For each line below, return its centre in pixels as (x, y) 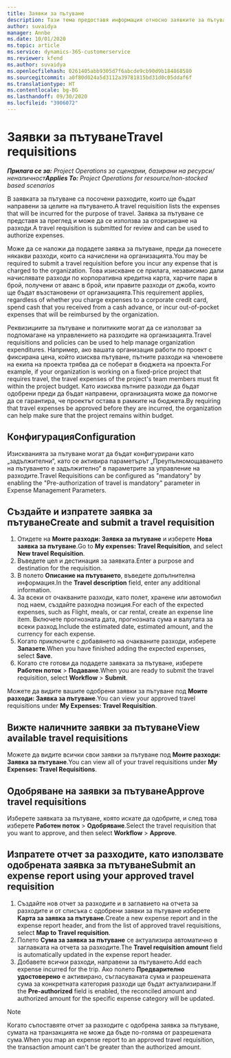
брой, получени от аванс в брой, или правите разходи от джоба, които (111, 285)
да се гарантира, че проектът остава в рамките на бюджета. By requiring (114, 400)
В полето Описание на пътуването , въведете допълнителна (106, 576)
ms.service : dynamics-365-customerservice (69, 52)
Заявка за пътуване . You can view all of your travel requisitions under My (112, 762)
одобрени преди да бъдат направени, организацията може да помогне (112, 393)
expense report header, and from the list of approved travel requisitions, (119, 925)
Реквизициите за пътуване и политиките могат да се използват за (104, 327)
